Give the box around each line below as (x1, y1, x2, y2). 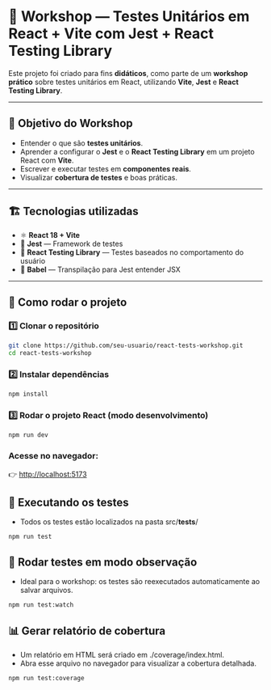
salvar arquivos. (19, 586, 73, 595)
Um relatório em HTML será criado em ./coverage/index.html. (19, 650, 224, 659)
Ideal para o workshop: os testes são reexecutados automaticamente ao (19, 577, 261, 586)
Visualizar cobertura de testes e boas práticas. (19, 172, 177, 182)
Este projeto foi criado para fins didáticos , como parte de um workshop (8, 68, 248, 78)
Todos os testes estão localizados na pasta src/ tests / (19, 517, 198, 527)
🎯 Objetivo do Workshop (8, 116, 133, 130)
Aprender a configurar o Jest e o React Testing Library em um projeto (19, 146, 256, 156)
